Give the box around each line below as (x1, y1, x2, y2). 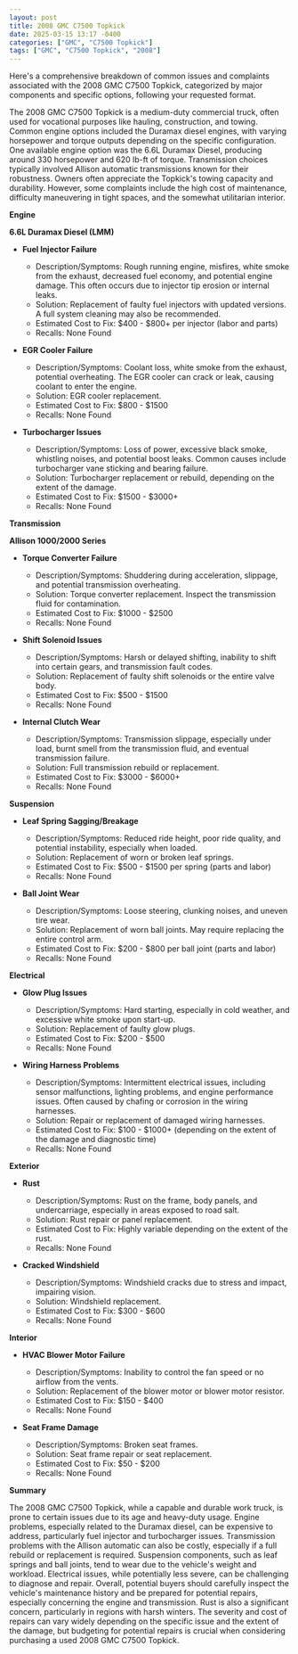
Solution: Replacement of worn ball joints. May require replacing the (35, 925, 285, 935)
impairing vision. (35, 1287, 96, 1297)
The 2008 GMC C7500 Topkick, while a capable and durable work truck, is (9, 1502, 284, 1513)
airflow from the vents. (35, 1377, 119, 1387)
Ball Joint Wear (21, 888, 80, 899)
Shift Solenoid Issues (21, 635, 102, 646)
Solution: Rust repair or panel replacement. (35, 1214, 193, 1225)
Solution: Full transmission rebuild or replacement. (35, 762, 220, 773)
